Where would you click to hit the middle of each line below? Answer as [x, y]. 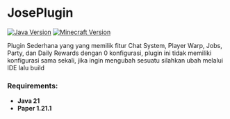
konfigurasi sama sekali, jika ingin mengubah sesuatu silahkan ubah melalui [115, 60]
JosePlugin [40, 13]
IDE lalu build [26, 68]
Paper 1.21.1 [34, 109]
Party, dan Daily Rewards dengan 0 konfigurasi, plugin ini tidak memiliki [109, 53]
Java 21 [28, 101]
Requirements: [33, 86]
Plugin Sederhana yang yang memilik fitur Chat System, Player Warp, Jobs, [115, 45]
